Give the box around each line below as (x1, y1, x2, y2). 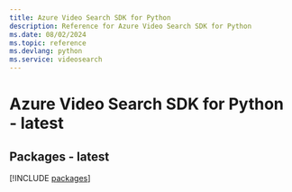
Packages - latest (9, 149, 110, 164)
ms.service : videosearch (9, 55, 103, 64)
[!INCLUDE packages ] (9, 173, 91, 183)
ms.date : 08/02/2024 (9, 30, 87, 39)
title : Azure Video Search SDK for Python (9, 13, 171, 23)
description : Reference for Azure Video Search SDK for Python (9, 22, 252, 31)
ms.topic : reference (9, 38, 87, 48)
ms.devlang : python (9, 47, 83, 56)
